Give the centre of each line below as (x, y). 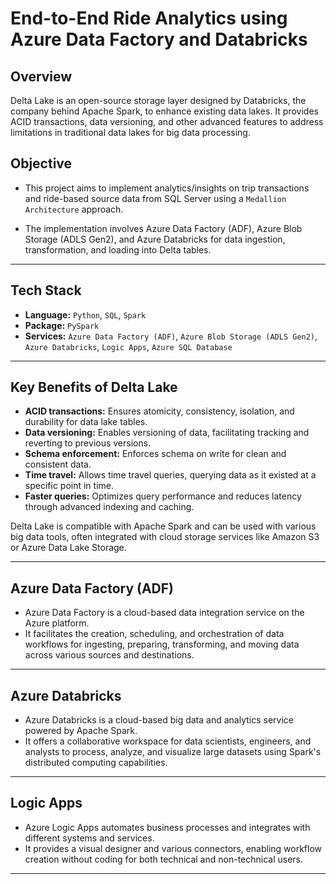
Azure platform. (57, 623)
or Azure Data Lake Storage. (68, 548)
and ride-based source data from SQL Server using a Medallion (155, 198)
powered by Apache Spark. (81, 731)
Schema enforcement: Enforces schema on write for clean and (155, 454)
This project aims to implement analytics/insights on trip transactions (167, 188)
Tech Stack (46, 290)
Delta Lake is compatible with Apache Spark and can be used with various (163, 526)
